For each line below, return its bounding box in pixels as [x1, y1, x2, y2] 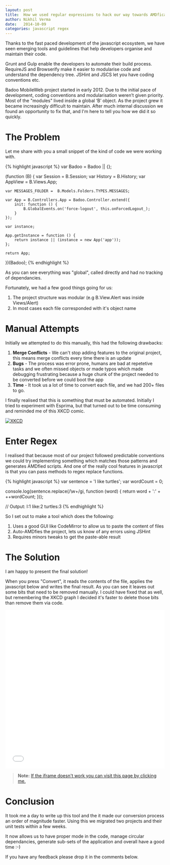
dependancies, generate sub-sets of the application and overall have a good [5, 838, 164, 845]
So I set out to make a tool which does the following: [5, 513, 114, 519]
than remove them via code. [5, 600, 64, 606]
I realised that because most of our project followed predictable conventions [5, 452, 164, 458]
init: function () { [14, 202, 58, 207]
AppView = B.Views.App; [5, 179, 57, 185]
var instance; [5, 224, 35, 229]
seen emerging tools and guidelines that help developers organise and [5, 46, 152, 52]
